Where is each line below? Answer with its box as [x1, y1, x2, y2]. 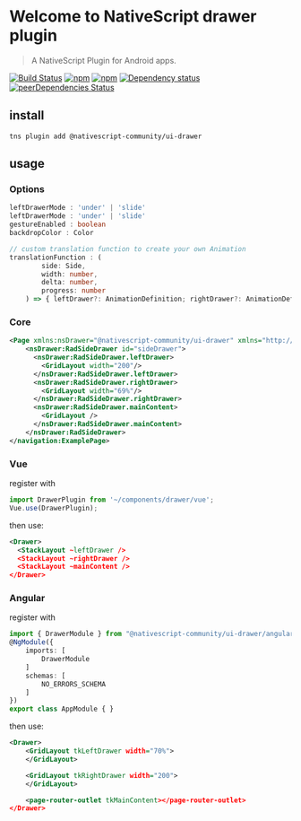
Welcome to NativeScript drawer [9, 6, 257, 27]
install [9, 108, 45, 123]
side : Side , [41, 261, 87, 270]
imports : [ [25, 646, 66, 656]
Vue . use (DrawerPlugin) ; [9, 503, 99, 512]
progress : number [41, 286, 106, 295]
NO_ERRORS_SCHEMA [41, 679, 106, 688]
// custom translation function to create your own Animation [9, 244, 246, 253]
